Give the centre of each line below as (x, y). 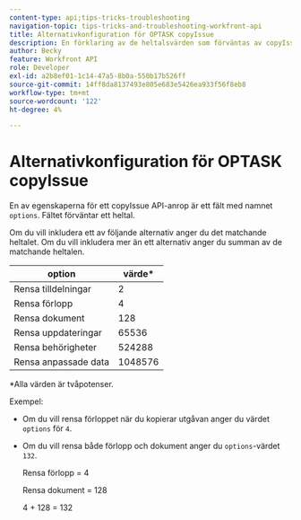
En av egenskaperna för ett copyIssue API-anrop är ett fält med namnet (141, 206)
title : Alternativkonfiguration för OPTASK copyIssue (112, 34)
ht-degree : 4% (36, 110)
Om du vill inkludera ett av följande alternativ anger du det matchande (138, 233)
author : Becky (36, 51)
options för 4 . (47, 428)
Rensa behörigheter (55, 348)
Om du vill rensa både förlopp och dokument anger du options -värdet (151, 446)
